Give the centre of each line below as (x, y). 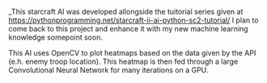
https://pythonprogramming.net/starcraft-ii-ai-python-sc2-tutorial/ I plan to (133, 20)
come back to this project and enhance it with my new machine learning (128, 29)
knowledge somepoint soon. (56, 37)
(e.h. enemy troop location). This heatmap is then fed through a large (123, 61)
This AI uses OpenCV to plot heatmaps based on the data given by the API (132, 53)
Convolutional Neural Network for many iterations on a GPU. (108, 70)
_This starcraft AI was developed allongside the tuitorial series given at (126, 12)
